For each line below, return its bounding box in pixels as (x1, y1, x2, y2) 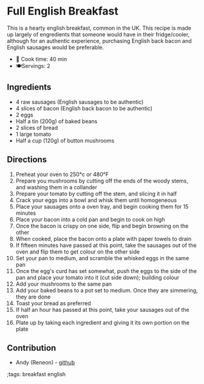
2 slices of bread (15, 124, 58, 131)
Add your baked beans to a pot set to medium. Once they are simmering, (15, 286, 198, 294)
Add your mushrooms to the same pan (15, 280, 112, 288)
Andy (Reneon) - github (15, 359, 75, 366)
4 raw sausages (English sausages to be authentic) (15, 98, 144, 106)
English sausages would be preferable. (7, 44, 104, 51)
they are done (15, 293, 51, 300)
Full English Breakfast (7, 4, 119, 18)
